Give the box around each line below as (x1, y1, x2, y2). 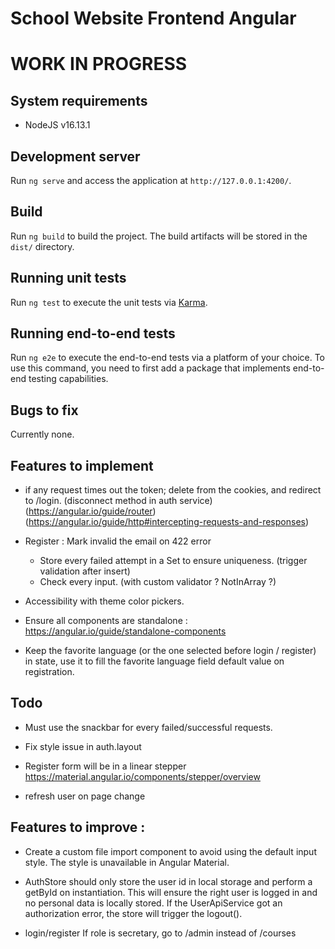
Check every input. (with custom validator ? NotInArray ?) (39, 576, 277, 588)
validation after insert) (39, 565, 131, 577)
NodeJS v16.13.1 (24, 119, 91, 131)
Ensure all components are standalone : (24, 615, 188, 627)
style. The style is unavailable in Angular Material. (24, 856, 230, 868)
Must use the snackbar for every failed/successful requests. (24, 721, 273, 733)
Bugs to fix (10, 402, 79, 419)
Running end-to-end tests (10, 325, 176, 342)
